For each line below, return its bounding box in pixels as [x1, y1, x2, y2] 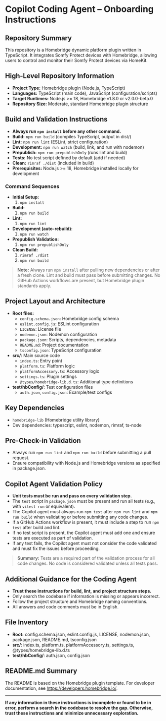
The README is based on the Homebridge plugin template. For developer [5, 680, 155, 686]
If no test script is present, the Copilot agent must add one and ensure [12, 530, 156, 536]
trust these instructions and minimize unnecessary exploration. [5, 710, 139, 716]
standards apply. [17, 283, 52, 289]
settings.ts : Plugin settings [19, 373, 77, 379]
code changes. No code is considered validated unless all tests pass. [17, 560, 158, 566]
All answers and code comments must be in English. [12, 603, 119, 609]
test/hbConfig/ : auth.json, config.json [12, 652, 90, 658]
